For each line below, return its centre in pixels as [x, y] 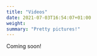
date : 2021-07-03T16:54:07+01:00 [49, 18]
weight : [16, 23]
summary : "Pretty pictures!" [43, 29]
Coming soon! [24, 46]
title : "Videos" [27, 12]
